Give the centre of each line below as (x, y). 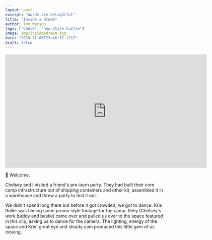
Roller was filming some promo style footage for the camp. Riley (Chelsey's (83, 210)
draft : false (19, 43)
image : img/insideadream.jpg (36, 33)
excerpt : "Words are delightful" (40, 15)
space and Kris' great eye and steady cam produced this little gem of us (80, 226)
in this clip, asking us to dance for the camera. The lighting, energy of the (81, 221)
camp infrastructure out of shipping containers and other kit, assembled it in (84, 190)
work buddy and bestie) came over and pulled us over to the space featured (84, 216)
